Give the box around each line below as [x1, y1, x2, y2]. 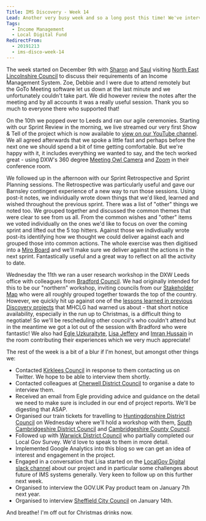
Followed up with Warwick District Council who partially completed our [15, 431, 194, 439]
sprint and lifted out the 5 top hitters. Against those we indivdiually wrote [6, 226, 190, 234]
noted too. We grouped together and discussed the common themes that [6, 207, 191, 214]
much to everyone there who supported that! [6, 105, 120, 112]
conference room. [6, 162, 52, 169]
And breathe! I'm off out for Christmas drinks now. [6, 509, 133, 516]
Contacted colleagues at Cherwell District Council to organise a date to [15, 379, 195, 387]
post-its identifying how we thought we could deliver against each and [6, 233, 185, 240]
